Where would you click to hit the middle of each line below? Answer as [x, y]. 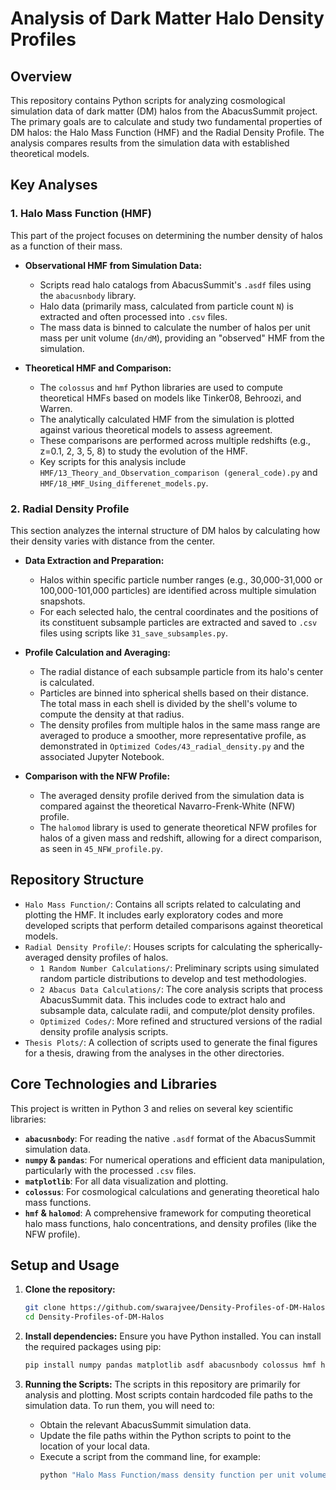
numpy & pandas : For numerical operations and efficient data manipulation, [174, 1159]
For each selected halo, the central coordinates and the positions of [179, 611]
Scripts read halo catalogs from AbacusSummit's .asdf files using [175, 284]
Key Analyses [54, 185]
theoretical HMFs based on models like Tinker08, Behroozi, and [170, 398]
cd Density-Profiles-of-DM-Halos [94, 1317]
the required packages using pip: [93, 1347]
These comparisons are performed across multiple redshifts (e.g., [175, 440]
